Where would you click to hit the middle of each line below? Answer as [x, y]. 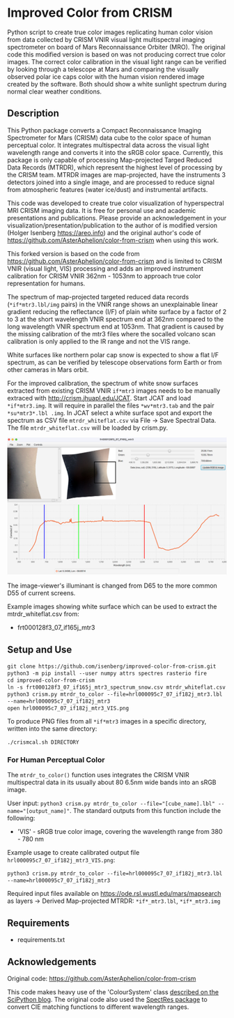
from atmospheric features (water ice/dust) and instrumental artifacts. [108, 189]
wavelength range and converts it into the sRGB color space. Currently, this [115, 152]
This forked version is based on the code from [73, 253]
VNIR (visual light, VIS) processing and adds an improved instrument [106, 268]
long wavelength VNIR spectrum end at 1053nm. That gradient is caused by [116, 327]
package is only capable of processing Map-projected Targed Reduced [110, 160]
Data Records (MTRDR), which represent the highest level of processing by [115, 167]
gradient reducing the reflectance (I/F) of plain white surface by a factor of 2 [117, 311]
